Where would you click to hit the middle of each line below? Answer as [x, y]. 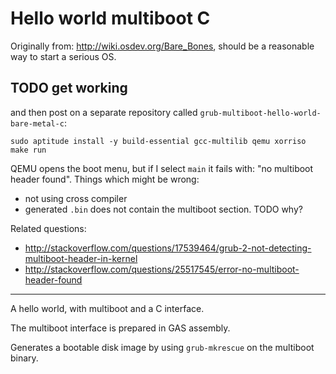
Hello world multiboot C [110, 18]
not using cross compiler [76, 198]
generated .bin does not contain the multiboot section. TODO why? [163, 209]
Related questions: [48, 228]
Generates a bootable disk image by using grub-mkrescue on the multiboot [162, 347]
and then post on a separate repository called [104, 112]
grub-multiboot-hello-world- [260, 113]
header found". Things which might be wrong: [105, 179]
